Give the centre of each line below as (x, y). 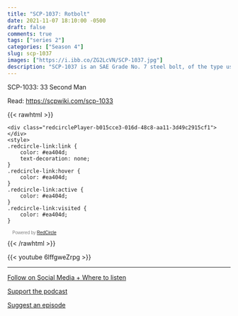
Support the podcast (38, 291)
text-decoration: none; (55, 158)
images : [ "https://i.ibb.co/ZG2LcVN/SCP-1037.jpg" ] (85, 60)
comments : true (30, 34)
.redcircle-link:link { (42, 146)
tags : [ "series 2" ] (36, 40)
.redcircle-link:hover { (44, 171)
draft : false (27, 27)
